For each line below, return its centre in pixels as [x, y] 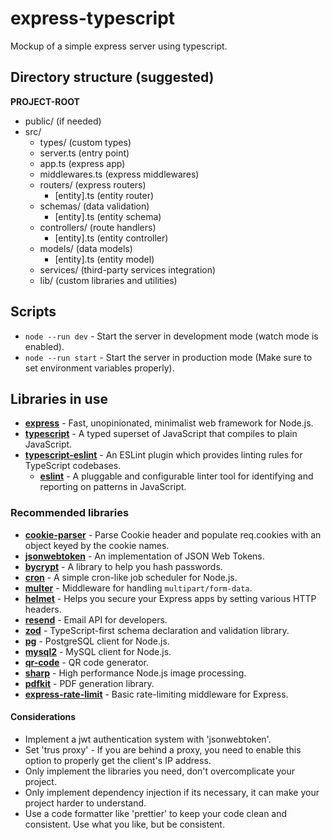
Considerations [43, 717]
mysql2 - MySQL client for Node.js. [98, 651]
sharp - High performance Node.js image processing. [135, 673]
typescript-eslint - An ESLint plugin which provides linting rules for [163, 455]
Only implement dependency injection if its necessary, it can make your [172, 792]
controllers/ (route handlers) [98, 227]
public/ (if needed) [63, 121]
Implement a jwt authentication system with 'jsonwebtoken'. [148, 739]
